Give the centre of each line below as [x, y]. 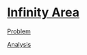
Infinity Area [43, 13]
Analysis [19, 44]
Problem [19, 31]
